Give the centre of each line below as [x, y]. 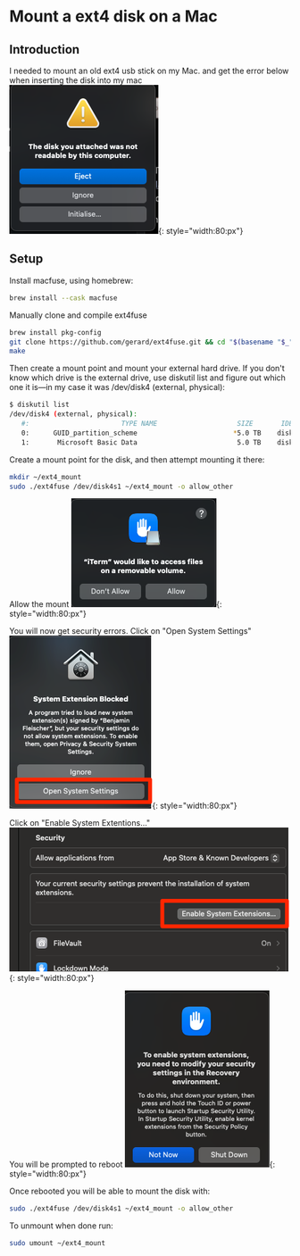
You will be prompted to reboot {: [142, 1165]
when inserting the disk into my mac [76, 80]
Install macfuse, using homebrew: [71, 280]
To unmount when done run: [61, 1226]
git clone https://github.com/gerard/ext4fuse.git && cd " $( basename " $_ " [151, 342]
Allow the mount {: [116, 604]
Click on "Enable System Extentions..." [80, 823]
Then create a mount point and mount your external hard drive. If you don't [147, 369]
